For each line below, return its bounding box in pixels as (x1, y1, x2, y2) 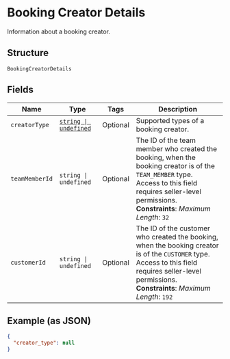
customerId (10, 258, 46, 266)
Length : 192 (136, 292, 173, 302)
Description (158, 104, 197, 114)
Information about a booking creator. (7, 27, 111, 36)
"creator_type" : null (13, 340, 75, 347)
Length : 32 (136, 212, 170, 222)
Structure (7, 47, 49, 59)
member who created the (136, 144, 218, 153)
